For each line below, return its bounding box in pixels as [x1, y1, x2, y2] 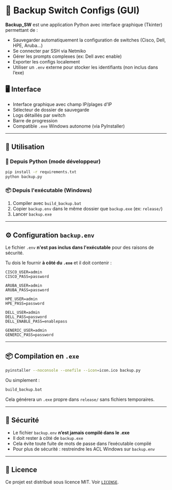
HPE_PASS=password [5, 301, 45, 306]
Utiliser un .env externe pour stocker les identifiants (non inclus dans [12, 64, 158, 70]
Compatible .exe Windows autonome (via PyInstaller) [12, 123, 125, 129]
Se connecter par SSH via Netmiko [12, 48, 86, 54]
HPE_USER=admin [5, 296, 38, 302]
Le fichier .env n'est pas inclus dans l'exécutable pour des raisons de [5, 244, 155, 250]
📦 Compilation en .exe [5, 352, 79, 360]
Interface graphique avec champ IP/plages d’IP [12, 101, 112, 107]
